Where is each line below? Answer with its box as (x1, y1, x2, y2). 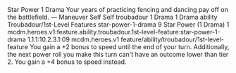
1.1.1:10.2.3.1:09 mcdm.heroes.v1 (27, 35, 120, 44)
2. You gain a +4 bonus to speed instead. (7, 58, 127, 66)
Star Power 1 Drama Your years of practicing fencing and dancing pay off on (7, 6, 229, 13)
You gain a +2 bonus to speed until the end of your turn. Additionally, (29, 43, 230, 51)
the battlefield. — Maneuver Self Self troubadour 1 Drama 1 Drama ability (7, 13, 218, 21)
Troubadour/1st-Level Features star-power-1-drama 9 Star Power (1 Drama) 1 (7, 20, 230, 29)
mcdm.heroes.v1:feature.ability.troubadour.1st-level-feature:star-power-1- (7, 28, 221, 36)
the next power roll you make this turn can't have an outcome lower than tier (7, 51, 229, 58)
